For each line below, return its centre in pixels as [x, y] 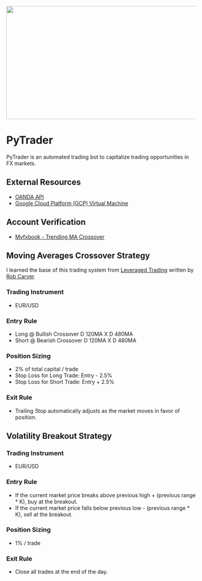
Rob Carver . [21, 277]
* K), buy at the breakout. [46, 501]
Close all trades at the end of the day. [61, 572]
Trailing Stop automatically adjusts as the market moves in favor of [97, 410]
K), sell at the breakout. [44, 514]
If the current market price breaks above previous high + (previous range [105, 495]
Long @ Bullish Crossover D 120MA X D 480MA [74, 334]
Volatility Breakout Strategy [59, 436]
